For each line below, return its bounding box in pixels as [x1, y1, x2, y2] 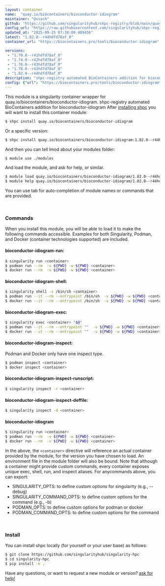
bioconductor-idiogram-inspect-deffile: [5, 397, 88, 403]
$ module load [5, 174, 34, 179]
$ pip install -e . [5, 561, 45, 566]
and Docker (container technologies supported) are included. [5, 236, 129, 242]
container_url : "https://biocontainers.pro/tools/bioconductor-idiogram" [5, 39, 160, 44]
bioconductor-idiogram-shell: [5, 278, 67, 284]
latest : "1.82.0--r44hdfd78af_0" [5, 35, 74, 40]
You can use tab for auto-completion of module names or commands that [5, 188, 154, 194]
